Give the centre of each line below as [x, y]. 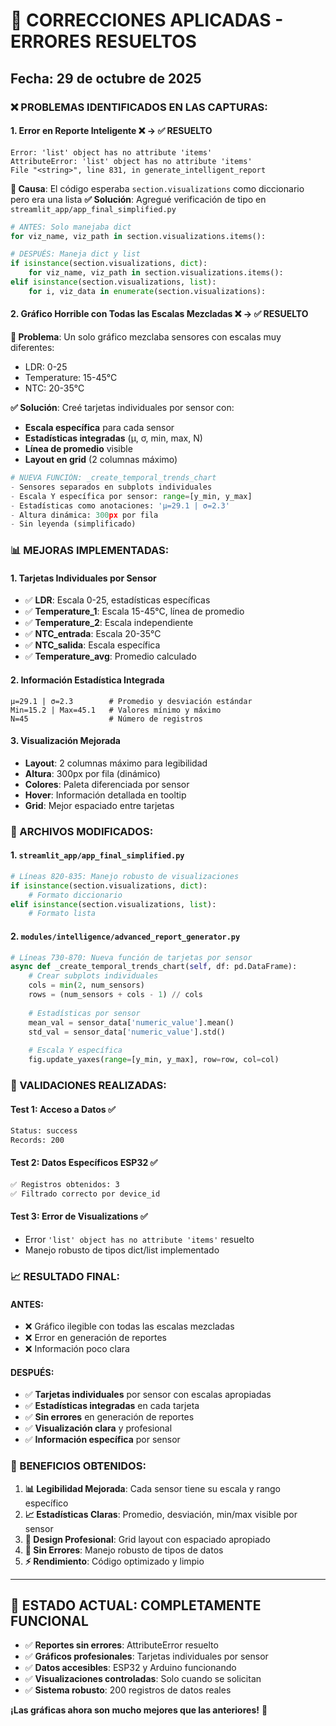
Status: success [44, 1131]
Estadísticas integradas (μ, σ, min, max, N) [113, 438]
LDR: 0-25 [46, 367]
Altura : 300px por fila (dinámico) [92, 773]
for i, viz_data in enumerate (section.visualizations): [147, 291]
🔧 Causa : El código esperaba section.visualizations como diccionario [157, 188]
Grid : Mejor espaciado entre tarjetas [99, 805]
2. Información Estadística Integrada [87, 680]
